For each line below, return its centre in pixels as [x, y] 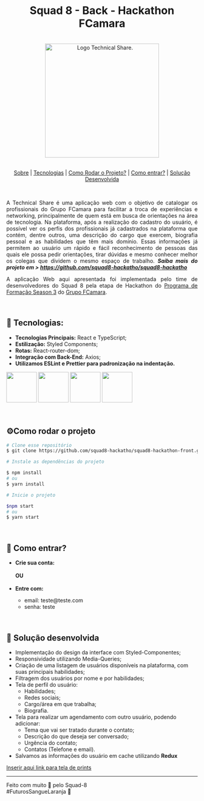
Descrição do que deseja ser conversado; [76, 736]
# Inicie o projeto [31, 495]
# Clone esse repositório [39, 445]
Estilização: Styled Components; [56, 344]
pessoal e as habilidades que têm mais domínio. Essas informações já [102, 241]
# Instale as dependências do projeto [55, 462]
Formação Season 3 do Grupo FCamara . [57, 292]
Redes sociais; [42, 698]
